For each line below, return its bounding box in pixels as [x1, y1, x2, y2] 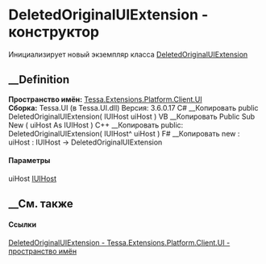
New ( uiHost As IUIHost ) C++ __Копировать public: [8, 119, 184, 130]
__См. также [8, 197, 74, 211]
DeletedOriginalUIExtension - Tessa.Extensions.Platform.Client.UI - [8, 237, 231, 247]
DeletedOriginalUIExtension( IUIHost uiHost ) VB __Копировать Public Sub [8, 111, 256, 121]
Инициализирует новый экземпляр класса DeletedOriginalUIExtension [8, 49, 248, 59]
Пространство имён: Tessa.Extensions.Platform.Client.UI [8, 94, 203, 104]
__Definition [8, 73, 70, 86]
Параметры [8, 156, 51, 166]
